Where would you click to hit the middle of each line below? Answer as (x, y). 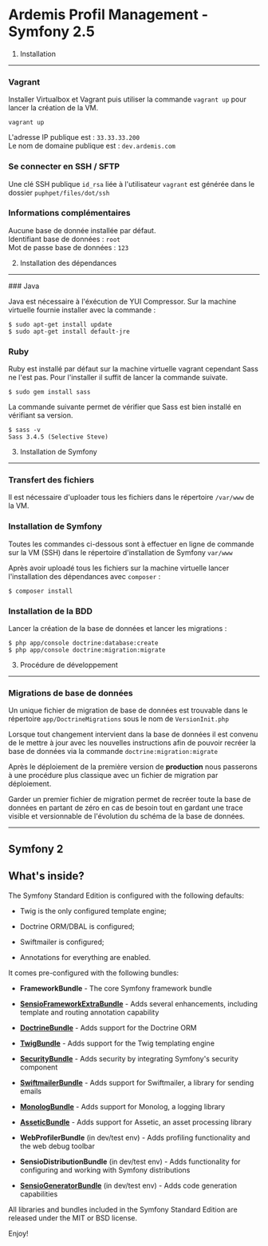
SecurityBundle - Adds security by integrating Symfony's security (129, 1058)
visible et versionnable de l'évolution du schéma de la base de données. (127, 816)
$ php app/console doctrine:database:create (83, 643)
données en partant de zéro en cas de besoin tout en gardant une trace (126, 808)
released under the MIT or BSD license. (73, 1218)
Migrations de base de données (71, 692)
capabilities (39, 1194)
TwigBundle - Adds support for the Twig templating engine (117, 1043)
